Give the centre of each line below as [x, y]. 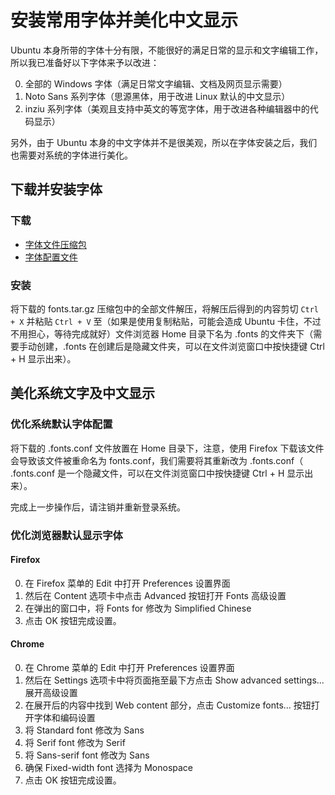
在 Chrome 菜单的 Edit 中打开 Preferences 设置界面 [129, 667]
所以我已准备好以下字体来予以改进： [85, 62]
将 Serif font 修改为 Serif [75, 742]
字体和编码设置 [64, 717]
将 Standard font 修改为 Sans [84, 730]
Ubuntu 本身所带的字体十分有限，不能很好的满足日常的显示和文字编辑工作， [167, 50]
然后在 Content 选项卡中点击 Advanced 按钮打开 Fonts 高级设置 [155, 595]
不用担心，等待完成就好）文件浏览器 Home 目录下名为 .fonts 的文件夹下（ [162, 333]
